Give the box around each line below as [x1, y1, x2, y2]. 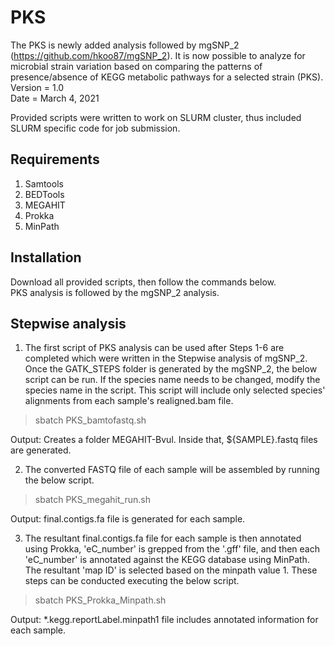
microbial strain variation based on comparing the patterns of [10, 60, 263, 72]
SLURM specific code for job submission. [10, 122, 181, 134]
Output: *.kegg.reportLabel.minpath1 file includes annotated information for [10, 614, 319, 626]
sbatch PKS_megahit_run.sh [34, 494, 151, 506]
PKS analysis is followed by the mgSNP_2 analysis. [10, 286, 220, 298]
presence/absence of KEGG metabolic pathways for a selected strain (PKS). [10, 71, 324, 83]
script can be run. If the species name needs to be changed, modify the [24, 374, 321, 386]
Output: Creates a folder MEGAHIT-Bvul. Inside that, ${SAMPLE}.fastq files [10, 434, 318, 446]
